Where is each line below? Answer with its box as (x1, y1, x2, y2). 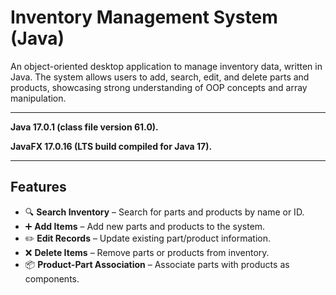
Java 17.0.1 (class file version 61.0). (10, 121, 159, 133)
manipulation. (10, 92, 67, 104)
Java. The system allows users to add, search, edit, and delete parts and (10, 71, 310, 83)
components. (24, 272, 80, 285)
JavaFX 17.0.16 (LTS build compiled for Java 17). (10, 140, 213, 152)
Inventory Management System (10, 6, 278, 29)
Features (10, 179, 67, 196)
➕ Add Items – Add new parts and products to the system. (24, 220, 266, 232)
